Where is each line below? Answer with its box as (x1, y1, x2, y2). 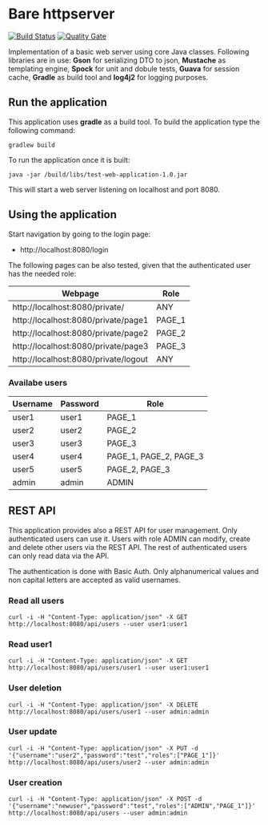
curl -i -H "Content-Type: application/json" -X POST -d (8, 795, 202, 803)
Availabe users (8, 378, 68, 389)
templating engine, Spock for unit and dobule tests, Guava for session (8, 63, 240, 73)
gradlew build (8, 141, 56, 149)
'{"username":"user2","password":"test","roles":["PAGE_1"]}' (8, 751, 220, 759)
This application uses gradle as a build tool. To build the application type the (8, 117, 260, 127)
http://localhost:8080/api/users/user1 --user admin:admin (8, 707, 210, 716)
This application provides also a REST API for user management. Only (8, 525, 238, 535)
